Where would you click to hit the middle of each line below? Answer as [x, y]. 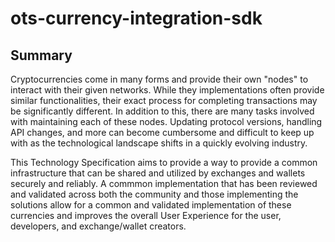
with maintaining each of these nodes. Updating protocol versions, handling [166, 121]
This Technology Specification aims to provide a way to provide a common [164, 162]
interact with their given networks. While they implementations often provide [167, 90]
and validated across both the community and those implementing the [154, 194]
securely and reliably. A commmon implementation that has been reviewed [164, 183]
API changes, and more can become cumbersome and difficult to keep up [162, 132]
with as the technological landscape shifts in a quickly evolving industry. [159, 143]
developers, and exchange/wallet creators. [98, 226]
